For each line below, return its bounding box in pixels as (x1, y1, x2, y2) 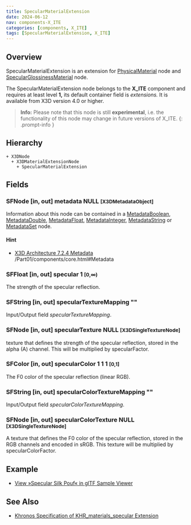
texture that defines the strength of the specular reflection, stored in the (6, 339, 179, 346)
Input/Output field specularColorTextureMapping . (6, 401, 125, 408)
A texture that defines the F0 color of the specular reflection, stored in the (6, 435, 183, 442)
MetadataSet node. (6, 223, 52, 230)
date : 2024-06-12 (6, 14, 48, 20)
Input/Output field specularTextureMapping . (6, 311, 112, 319)
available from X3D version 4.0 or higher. (6, 97, 104, 104)
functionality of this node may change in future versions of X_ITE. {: (20, 115, 183, 122)
